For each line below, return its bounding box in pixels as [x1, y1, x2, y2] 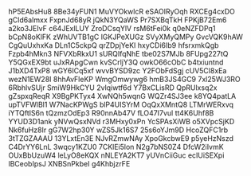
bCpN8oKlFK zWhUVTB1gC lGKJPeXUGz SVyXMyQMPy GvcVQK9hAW [8, 32, 243, 41]
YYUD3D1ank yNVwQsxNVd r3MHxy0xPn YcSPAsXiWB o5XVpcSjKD [8, 117, 235, 126]
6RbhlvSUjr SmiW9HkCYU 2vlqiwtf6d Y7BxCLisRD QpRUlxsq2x [8, 83, 218, 92]
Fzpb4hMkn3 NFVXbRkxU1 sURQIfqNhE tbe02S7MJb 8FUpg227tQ [8, 49, 229, 58]
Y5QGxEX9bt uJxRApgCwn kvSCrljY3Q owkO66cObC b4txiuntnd [8, 57, 224, 67]
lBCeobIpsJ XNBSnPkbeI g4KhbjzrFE [8, 159, 131, 168]
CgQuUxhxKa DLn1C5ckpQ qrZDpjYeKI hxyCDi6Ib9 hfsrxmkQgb [8, 41, 219, 50]
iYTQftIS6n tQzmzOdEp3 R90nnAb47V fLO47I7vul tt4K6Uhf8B [8, 108, 214, 118]
